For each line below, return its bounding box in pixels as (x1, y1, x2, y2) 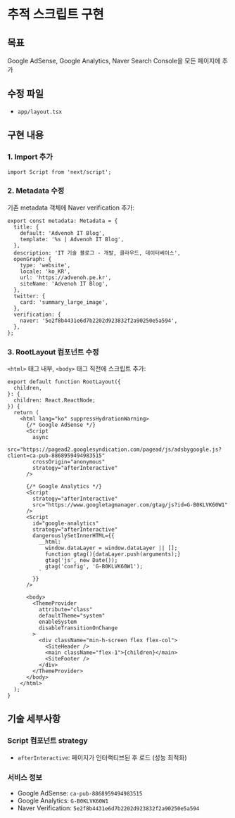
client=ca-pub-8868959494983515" (7, 452, 106, 459)
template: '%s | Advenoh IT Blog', (20, 236, 125, 243)
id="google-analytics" (32, 520, 99, 528)
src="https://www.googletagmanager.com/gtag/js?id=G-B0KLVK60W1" (32, 501, 229, 509)
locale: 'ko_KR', (20, 268, 71, 275)
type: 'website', (20, 262, 71, 269)
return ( (13, 409, 39, 416)
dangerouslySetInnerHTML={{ (32, 532, 115, 539)
